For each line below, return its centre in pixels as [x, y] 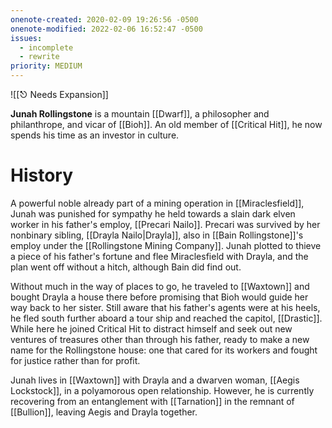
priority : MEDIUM [46, 66]
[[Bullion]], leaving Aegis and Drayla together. [104, 412]
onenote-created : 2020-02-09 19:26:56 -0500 [104, 19]
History [42, 175]
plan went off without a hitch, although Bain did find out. [126, 267]
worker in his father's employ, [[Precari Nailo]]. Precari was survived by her [165, 224]
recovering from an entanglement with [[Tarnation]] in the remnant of [152, 401]
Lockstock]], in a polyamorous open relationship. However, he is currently [162, 390]
